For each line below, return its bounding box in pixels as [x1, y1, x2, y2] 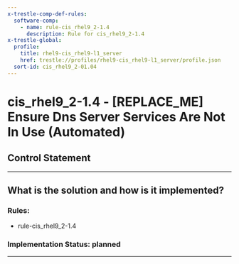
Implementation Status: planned [7, 239, 121, 249]
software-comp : [14, 17, 59, 24]
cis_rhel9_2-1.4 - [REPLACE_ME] [7, 94, 204, 110]
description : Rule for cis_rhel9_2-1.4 [26, 30, 144, 38]
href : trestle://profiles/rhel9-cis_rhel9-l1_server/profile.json [20, 57, 221, 64]
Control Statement [7, 152, 91, 164]
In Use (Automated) [7, 123, 126, 140]
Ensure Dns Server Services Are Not [7, 109, 225, 125]
